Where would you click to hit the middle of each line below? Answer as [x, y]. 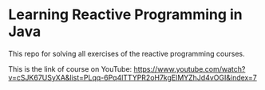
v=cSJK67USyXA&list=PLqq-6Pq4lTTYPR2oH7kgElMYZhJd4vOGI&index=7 [132, 77]
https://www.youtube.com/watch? [190, 68]
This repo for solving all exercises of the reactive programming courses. [127, 53]
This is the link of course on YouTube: [70, 68]
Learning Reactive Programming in [126, 15]
